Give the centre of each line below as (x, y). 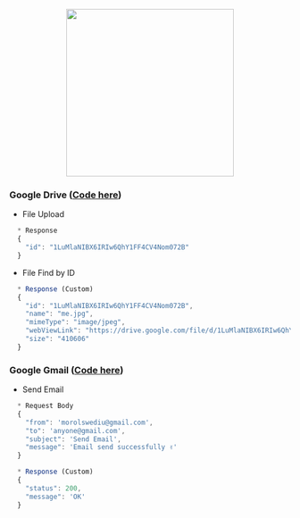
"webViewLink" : (54, 330)
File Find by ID (49, 272)
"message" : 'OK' (56, 497)
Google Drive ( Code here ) (66, 195)
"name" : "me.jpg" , (59, 314)
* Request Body (46, 406)
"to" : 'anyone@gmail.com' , (75, 430)
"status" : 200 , (54, 488)
